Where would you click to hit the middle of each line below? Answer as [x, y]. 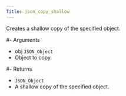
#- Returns [19, 69]
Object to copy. [33, 57]
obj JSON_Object [34, 51]
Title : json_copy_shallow [38, 11]
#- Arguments [23, 39]
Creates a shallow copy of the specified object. [63, 28]
